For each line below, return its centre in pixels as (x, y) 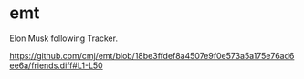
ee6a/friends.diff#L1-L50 (56, 65)
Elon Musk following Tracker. (64, 38)
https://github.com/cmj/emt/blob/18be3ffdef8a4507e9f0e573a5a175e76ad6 (152, 55)
